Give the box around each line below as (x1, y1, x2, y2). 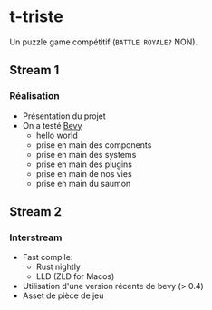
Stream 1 (9, 63, 60, 78)
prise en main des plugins (35, 159, 133, 170)
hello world (35, 130, 79, 140)
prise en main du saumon (35, 178, 131, 189)
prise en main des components (35, 139, 152, 150)
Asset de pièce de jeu (22, 290, 104, 301)
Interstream (9, 231, 63, 244)
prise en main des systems (35, 149, 137, 160)
